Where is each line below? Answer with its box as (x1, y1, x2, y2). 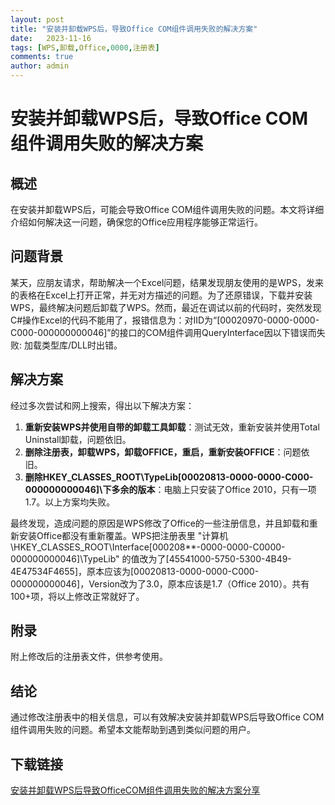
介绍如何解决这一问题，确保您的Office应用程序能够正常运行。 (10, 216, 264, 228)
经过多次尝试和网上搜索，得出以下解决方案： (10, 399, 195, 411)
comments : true (10, 52, 74, 62)
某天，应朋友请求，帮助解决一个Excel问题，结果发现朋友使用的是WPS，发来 (10, 276, 325, 288)
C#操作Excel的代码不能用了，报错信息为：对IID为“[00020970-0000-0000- (10, 314, 320, 326)
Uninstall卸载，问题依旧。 (24, 433, 132, 445)
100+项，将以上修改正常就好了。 (10, 590, 145, 602)
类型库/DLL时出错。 (41, 339, 123, 351)
